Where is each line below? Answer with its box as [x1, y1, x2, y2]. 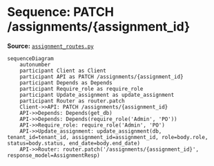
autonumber [19, 61, 51, 68]
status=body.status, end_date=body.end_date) [7, 140, 140, 147]
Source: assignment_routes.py [7, 41, 95, 50]
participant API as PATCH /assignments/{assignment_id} [19, 73, 184, 80]
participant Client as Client [19, 67, 107, 74]
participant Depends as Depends [19, 79, 113, 86]
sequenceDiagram [7, 55, 54, 62]
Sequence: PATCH [7, 4, 115, 20]
